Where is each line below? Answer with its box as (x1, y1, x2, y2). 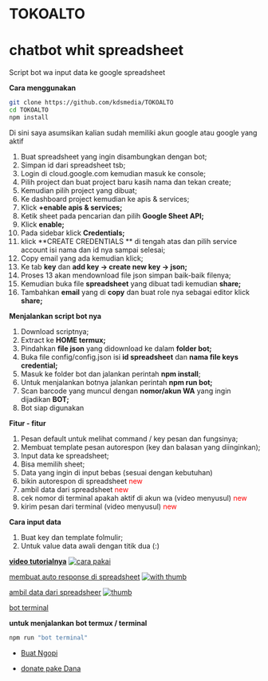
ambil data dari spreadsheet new (20, 484, 129, 494)
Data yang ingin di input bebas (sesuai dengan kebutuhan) (20, 467, 214, 477)
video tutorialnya (9, 556, 67, 566)
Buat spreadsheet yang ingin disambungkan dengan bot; (20, 152, 207, 161)
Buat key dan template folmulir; (20, 532, 123, 542)
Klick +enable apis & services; (20, 203, 123, 212)
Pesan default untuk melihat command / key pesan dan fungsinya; (20, 434, 238, 443)
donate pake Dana (20, 663, 81, 673)
